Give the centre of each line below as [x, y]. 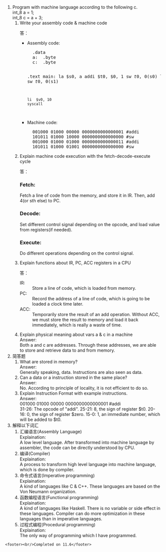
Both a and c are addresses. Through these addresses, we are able [88, 345]
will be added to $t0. [41, 419]
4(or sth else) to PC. [40, 201]
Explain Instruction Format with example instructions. [73, 393]
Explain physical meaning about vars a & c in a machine [76, 334]
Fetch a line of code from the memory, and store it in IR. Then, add [87, 195]
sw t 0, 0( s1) [43, 81]
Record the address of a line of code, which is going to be [91, 298]
